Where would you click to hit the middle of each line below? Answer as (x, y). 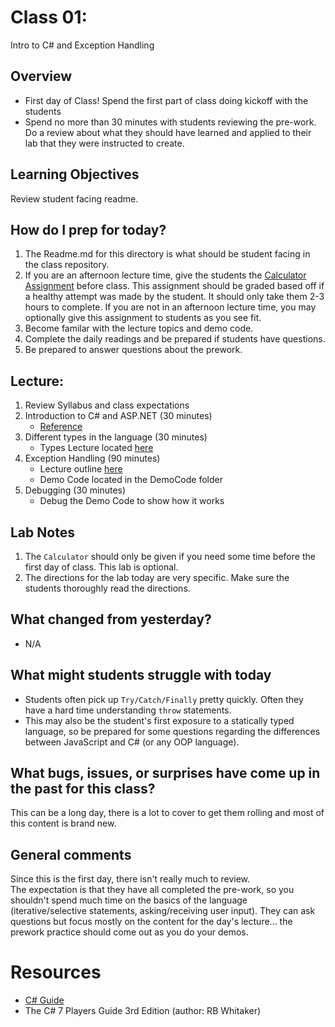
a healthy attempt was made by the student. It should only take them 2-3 (174, 297)
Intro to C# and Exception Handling (82, 45)
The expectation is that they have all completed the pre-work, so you (152, 890)
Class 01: (49, 17)
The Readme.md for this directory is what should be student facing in (167, 254)
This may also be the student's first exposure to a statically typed (159, 720)
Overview (41, 76)
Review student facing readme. (74, 198)
